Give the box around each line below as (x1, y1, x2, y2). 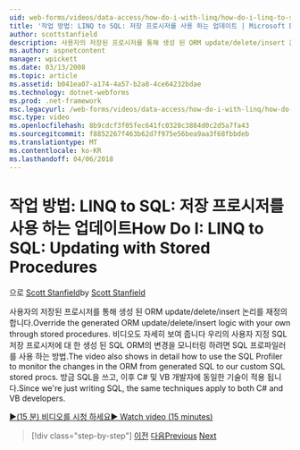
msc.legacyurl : (9, 105, 66, 114)
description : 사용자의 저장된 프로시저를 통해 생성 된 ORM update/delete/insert (9, 38, 286, 47)
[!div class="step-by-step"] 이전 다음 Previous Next (30, 430, 217, 441)
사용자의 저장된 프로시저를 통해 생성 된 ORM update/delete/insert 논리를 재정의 (9, 306, 288, 318)
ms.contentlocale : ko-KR (9, 146, 102, 155)
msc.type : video (9, 113, 70, 122)
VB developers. (9, 393, 66, 403)
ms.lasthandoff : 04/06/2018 (9, 154, 114, 164)
